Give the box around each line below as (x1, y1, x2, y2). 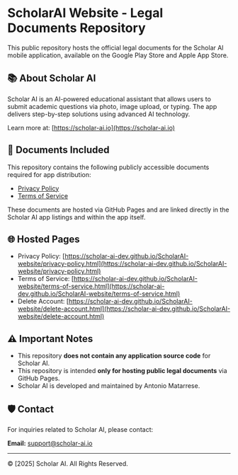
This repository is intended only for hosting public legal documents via (17, 367, 228, 375)
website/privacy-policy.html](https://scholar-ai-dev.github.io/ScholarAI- (17, 260, 227, 268)
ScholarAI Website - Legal (7, 5, 164, 21)
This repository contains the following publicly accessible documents (7, 163, 210, 171)
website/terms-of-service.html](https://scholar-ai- (17, 282, 165, 291)
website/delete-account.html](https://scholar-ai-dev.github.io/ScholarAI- (17, 304, 231, 313)
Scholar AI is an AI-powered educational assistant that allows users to (7, 94, 211, 103)
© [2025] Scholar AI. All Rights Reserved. (7, 459, 129, 468)
